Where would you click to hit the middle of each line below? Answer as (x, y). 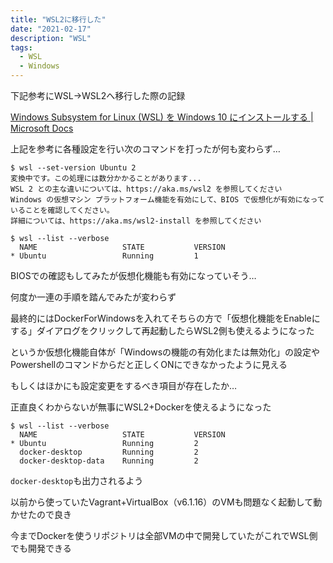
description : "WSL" (51, 38)
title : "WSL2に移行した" (58, 19)
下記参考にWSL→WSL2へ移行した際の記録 (98, 95)
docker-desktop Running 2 (109, 452)
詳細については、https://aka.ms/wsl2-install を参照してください (136, 221)
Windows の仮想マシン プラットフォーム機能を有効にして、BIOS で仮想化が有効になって (167, 200)
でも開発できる (41, 548)
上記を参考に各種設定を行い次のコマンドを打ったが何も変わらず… (145, 149)
